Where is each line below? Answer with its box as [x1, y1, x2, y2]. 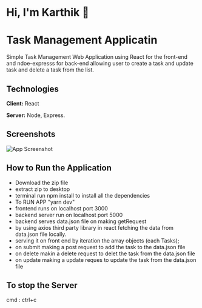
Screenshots [6, 129, 56, 139]
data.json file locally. [15, 230, 67, 238]
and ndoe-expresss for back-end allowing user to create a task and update [6, 60, 194, 67]
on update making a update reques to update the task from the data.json [15, 256, 197, 263]
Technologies [6, 84, 59, 94]
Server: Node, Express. [6, 112, 66, 119]
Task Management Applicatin [6, 33, 158, 47]
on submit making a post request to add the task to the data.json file [15, 243, 186, 250]
